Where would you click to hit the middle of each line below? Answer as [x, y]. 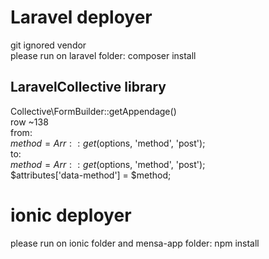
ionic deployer [71, 215]
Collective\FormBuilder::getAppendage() [93, 111]
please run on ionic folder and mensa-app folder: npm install [135, 243]
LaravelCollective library [88, 87]
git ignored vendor [48, 45]
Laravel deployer [81, 17]
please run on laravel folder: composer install [103, 55]
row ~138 [29, 122]
